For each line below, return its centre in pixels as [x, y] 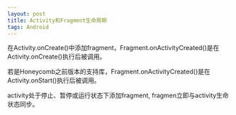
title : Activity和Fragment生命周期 [57, 20]
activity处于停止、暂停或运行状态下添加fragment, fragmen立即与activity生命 [118, 95]
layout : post [27, 14]
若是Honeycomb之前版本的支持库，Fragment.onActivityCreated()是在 [109, 72]
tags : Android [28, 27]
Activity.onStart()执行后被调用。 [54, 80]
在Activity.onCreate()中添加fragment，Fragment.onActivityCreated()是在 [113, 48]
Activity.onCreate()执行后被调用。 [57, 56]
